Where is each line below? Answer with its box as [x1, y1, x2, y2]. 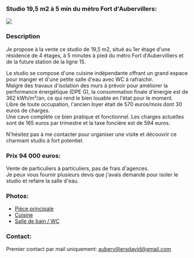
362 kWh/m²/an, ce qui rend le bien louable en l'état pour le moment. [6, 94, 173, 101]
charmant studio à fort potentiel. [6, 137, 84, 144]
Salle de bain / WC [14, 218, 60, 225]
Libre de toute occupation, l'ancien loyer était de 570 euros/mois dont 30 [6, 100, 183, 107]
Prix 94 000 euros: [6, 151, 61, 159]
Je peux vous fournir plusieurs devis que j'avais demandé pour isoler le [6, 171, 179, 178]
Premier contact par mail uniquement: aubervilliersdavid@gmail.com [6, 246, 172, 253]
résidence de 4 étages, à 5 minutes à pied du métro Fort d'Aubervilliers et [6, 52, 184, 59]
